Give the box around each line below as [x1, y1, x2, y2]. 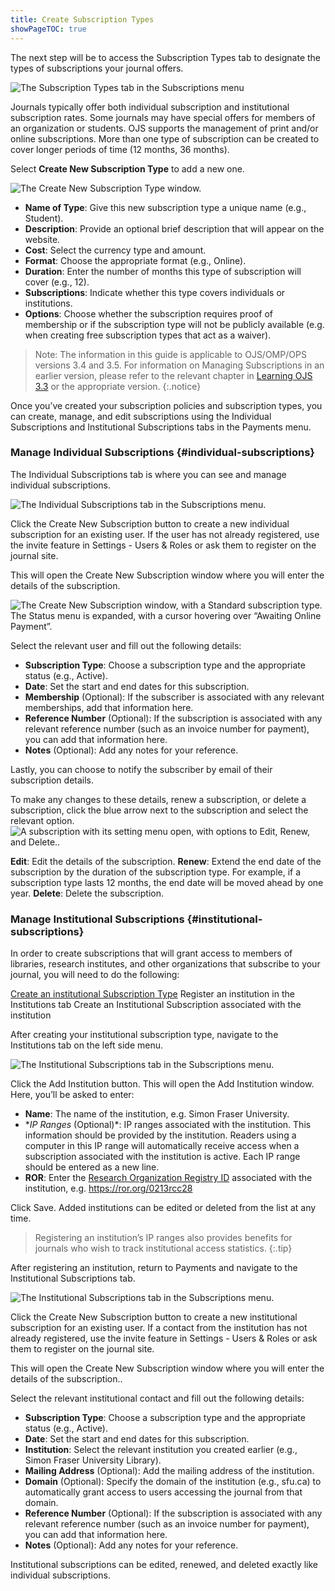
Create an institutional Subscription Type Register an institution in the [10, 988, 295, 1000]
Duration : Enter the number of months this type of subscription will [24, 265, 302, 277]
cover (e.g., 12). [24, 276, 90, 288]
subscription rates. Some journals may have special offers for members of [10, 111, 316, 123]
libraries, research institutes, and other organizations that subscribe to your [10, 958, 321, 970]
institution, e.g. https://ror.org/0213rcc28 [24, 1182, 193, 1195]
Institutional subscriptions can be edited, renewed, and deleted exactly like [10, 1559, 319, 1571]
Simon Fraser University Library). [24, 1454, 162, 1466]
